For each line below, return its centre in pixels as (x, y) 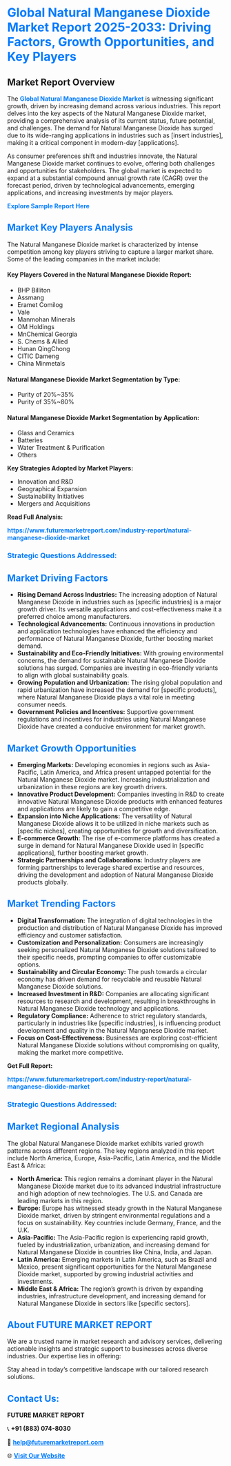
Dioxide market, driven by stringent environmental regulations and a (113, 1215)
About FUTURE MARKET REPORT (80, 1325)
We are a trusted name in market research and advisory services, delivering (115, 1341)
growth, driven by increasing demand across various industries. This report (114, 106)
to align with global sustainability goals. (73, 675)
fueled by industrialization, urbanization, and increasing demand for (113, 1245)
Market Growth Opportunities (72, 748)
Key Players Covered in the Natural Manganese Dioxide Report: (99, 275)
